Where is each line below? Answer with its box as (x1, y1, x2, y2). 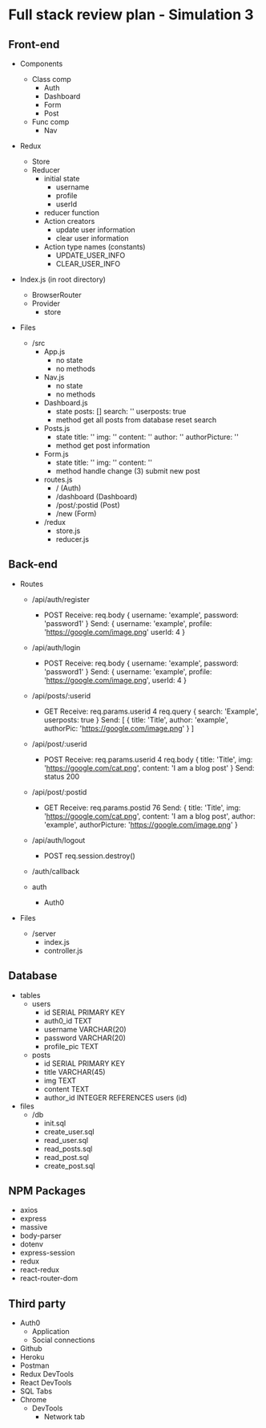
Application (31, 1327, 70, 1336)
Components (19, 59, 63, 68)
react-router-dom (19, 1274, 79, 1284)
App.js (43, 347, 66, 356)
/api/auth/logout (31, 835, 86, 844)
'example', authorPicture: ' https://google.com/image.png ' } (43, 820, 238, 829)
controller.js (43, 946, 83, 955)
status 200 (43, 771, 80, 781)
